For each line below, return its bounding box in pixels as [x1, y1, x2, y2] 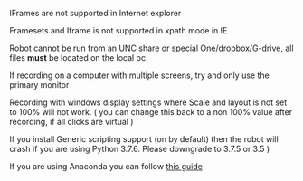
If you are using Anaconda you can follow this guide [9, 161, 204, 171]
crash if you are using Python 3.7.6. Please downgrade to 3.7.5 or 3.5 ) [9, 144, 270, 154]
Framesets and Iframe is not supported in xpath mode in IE [9, 25, 228, 35]
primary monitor [9, 80, 70, 90]
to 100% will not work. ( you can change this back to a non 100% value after [9, 107, 292, 117]
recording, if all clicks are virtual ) [9, 117, 134, 127]
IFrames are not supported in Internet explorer [9, 8, 182, 18]
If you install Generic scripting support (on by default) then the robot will [9, 134, 279, 144]
